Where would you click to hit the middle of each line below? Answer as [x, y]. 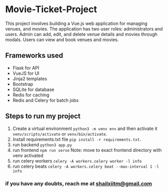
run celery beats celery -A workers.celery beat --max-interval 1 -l [86, 166]
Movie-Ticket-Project [51, 9]
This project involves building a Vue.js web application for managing [76, 23]
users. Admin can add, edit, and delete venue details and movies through [81, 34]
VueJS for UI [26, 73]
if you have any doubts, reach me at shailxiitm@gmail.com [79, 184]
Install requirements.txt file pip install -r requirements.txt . [77, 139]
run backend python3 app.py [42, 145]
